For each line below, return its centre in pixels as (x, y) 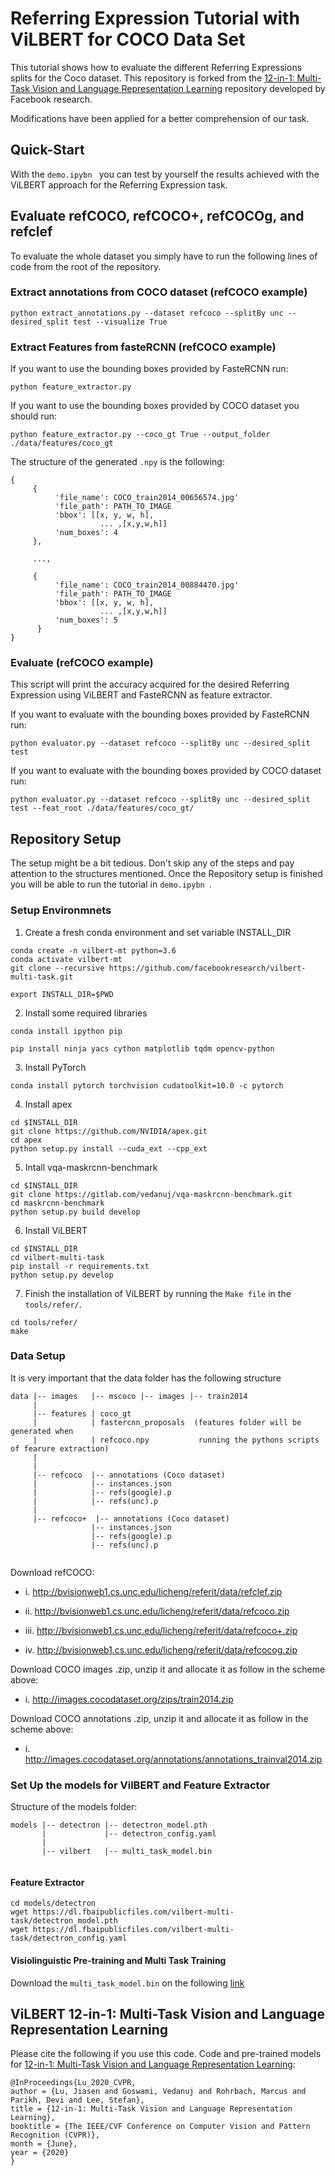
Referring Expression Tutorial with (155, 18)
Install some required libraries (86, 1013)
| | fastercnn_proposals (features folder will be (167, 1422)
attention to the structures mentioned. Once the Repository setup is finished (166, 874)
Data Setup (38, 1356)
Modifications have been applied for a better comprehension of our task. (160, 118)
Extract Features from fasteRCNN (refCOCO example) (143, 347)
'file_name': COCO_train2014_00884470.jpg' (147, 585)
